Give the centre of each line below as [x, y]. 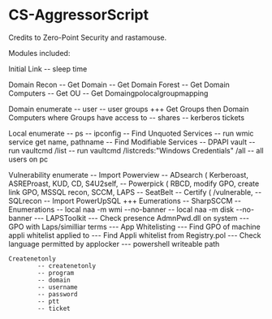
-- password [58, 294]
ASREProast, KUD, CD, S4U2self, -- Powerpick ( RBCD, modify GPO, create [134, 183]
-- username [58, 287]
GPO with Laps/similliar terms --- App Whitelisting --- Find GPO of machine [135, 226]
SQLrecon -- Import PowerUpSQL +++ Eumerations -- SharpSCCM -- [125, 200]
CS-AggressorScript [79, 15]
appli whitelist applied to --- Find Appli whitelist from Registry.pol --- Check [135, 235]
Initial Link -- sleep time [48, 69]
